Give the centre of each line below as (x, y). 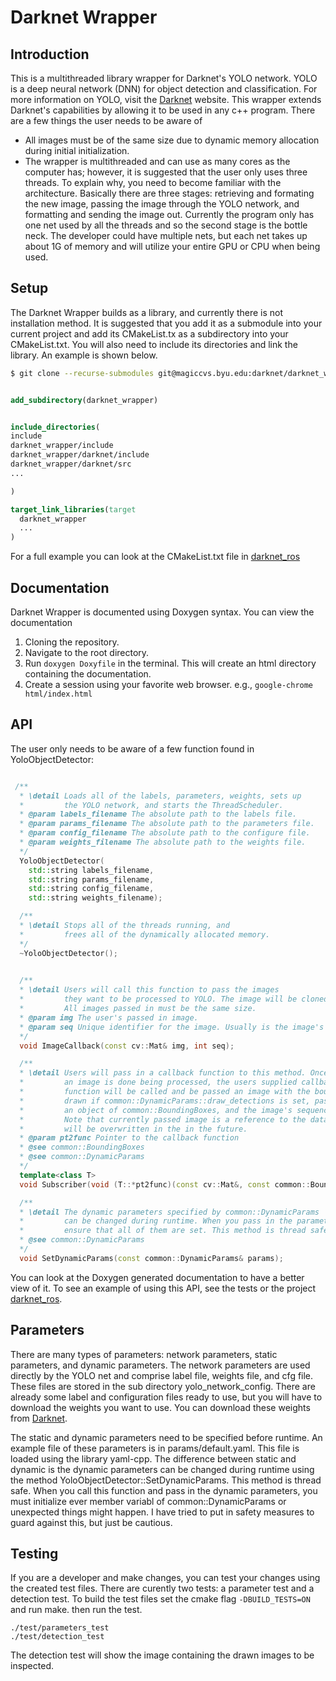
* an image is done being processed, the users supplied (158, 1082)
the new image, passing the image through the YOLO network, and (162, 204)
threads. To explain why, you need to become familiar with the (153, 182)
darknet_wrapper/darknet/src (71, 464)
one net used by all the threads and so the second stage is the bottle (166, 225)
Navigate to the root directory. (87, 652)
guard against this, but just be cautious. (91, 1522)
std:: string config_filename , (91, 889)
